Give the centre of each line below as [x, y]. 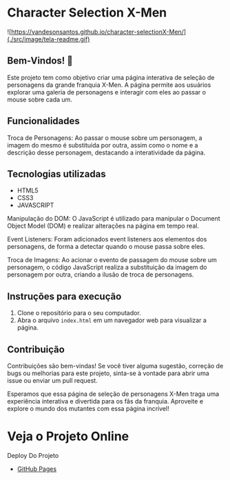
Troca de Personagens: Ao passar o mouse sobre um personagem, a [105, 138]
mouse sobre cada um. [40, 99]
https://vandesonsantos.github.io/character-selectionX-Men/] [99, 32]
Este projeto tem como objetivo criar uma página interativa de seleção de [111, 77]
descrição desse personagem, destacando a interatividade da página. [106, 152]
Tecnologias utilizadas [56, 174]
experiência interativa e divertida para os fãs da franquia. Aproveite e [105, 401]
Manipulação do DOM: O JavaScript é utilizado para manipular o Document [114, 219]
